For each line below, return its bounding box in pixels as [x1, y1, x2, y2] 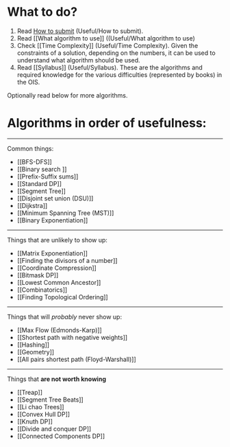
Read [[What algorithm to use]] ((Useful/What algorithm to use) [16, 34, 195, 42]
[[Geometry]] [16, 347, 55, 356]
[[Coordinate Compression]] [16, 264, 97, 272]
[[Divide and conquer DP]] [16, 424, 92, 433]
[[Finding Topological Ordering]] [16, 293, 108, 301]
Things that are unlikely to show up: [7, 236, 108, 244]
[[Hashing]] [16, 341, 50, 349]
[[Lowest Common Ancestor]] [16, 278, 101, 286]
